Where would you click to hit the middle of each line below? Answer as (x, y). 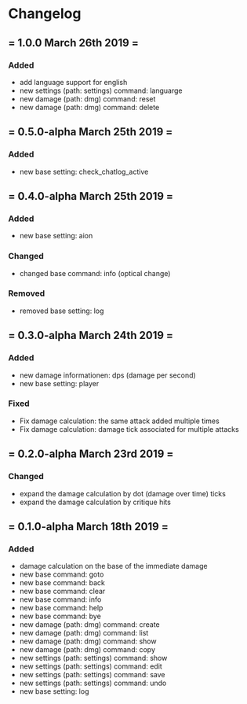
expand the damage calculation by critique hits (95, 502)
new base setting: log (54, 691)
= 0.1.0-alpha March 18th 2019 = (88, 527)
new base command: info (60, 599)
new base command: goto (62, 574)
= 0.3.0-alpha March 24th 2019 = (91, 335)
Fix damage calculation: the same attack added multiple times (119, 421)
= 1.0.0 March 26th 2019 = (73, 43)
